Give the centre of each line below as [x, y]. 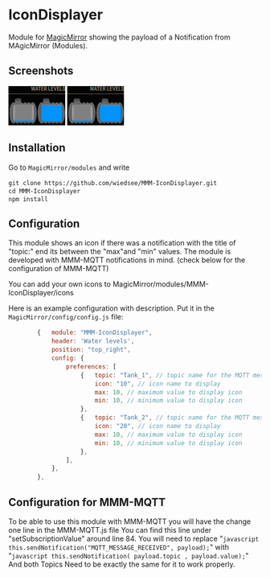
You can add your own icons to [59, 284]
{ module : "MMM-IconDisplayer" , [95, 333]
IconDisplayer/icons [41, 293]
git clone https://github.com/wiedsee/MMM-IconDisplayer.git [113, 183]
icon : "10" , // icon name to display [157, 384]
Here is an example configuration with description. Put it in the [111, 308]
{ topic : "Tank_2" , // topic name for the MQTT [165, 418]
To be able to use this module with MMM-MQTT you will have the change [130, 521]
